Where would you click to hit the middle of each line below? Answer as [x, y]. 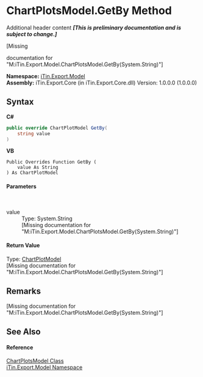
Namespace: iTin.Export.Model [46, 76]
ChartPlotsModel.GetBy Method [89, 11]
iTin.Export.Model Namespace [45, 367]
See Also [23, 331]
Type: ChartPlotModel [34, 259]
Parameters [21, 186]
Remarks [24, 291]
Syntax [20, 102]
